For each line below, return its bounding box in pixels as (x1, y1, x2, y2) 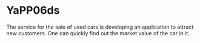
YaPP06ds (6, 4, 60, 17)
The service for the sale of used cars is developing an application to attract (6, 23, 194, 30)
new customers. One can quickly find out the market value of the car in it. (6, 29, 190, 36)
